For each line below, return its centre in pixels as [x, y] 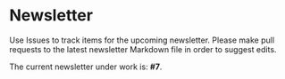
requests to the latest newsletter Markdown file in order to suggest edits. [143, 49]
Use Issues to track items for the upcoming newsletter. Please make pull [142, 40]
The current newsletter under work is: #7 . [86, 67]
